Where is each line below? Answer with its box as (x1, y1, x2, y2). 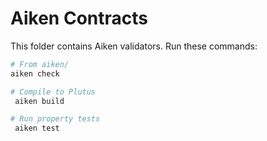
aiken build (14, 96, 65, 106)
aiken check (10, 68, 60, 79)
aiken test (14, 123, 60, 134)
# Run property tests (10, 114, 101, 124)
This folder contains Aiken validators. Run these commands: (10, 40, 258, 52)
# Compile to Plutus (10, 87, 97, 97)
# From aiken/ (10, 59, 70, 69)
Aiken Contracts (10, 7, 148, 30)
